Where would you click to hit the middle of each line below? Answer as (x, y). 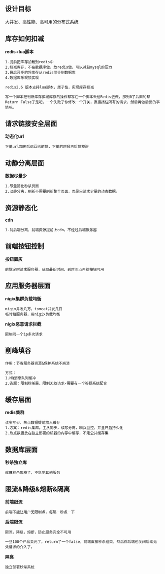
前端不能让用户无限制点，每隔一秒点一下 (40, 512)
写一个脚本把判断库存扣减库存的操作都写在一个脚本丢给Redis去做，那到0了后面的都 (78, 97)
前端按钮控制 (25, 246)
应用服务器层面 (28, 286)
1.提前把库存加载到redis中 (30, 62)
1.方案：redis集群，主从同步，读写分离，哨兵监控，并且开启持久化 (64, 428)
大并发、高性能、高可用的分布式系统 (42, 22)
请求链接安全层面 (31, 124)
